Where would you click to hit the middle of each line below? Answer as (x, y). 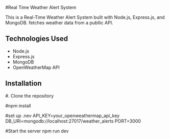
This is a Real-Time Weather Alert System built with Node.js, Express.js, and (85, 17)
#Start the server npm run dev (37, 131)
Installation (23, 84)
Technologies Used (37, 39)
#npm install (18, 106)
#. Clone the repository (30, 96)
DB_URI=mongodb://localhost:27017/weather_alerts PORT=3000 (73, 121)
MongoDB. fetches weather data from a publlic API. (59, 23)
